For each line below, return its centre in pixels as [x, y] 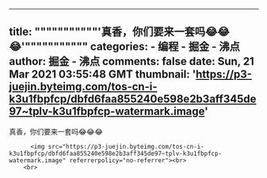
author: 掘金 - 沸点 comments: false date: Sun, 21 [132, 61]
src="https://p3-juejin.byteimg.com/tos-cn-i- [126, 146]
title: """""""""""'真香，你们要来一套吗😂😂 [119, 32]
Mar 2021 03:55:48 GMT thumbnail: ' [103, 75]
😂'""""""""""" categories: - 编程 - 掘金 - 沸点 [124, 47]
